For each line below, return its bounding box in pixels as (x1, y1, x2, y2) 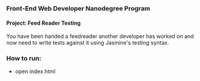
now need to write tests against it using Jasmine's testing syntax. (6, 39, 170, 47)
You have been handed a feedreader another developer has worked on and (6, 33, 194, 40)
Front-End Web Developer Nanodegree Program (6, 4, 150, 13)
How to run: (6, 54, 42, 63)
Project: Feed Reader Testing (6, 19, 81, 27)
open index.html (15, 68, 56, 75)
